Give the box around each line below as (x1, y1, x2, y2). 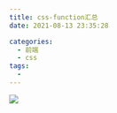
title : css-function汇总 (9, 12, 98, 22)
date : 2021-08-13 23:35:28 (9, 21, 109, 30)
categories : (9, 37, 53, 46)
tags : (9, 62, 29, 71)
